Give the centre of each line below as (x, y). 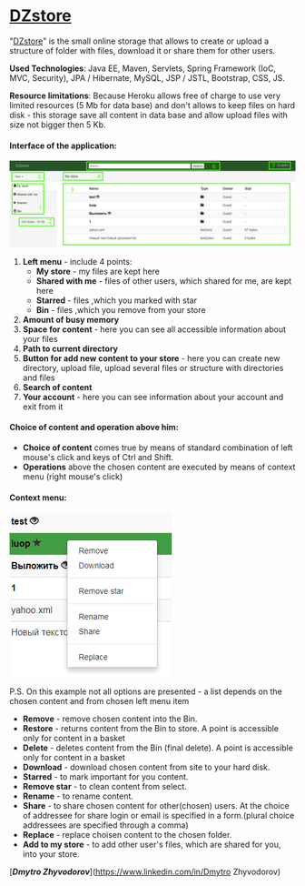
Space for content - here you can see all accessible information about (154, 329)
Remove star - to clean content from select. (105, 787)
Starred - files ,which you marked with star (117, 300)
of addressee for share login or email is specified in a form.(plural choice (158, 816)
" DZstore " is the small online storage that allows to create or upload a (139, 41)
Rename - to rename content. (78, 796)
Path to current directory (70, 348)
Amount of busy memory (71, 319)
